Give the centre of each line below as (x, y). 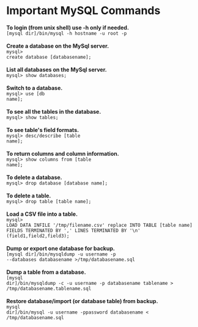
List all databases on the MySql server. (57, 69)
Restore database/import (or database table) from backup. (82, 301)
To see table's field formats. (43, 130)
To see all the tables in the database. (54, 111)
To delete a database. (34, 177)
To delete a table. (29, 196)
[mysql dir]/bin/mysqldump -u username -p (61, 254)
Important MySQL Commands (83, 11)
